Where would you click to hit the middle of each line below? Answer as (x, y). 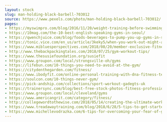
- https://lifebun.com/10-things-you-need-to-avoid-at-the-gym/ (73, 65)
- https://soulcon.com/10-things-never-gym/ (52, 79)
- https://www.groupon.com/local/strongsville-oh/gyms (63, 61)
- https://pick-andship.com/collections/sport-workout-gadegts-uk (75, 84)
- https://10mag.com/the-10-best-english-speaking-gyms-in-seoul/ (75, 33)
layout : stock (19, 10)
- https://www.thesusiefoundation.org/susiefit (55, 56)
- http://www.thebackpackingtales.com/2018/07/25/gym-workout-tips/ (77, 51)
